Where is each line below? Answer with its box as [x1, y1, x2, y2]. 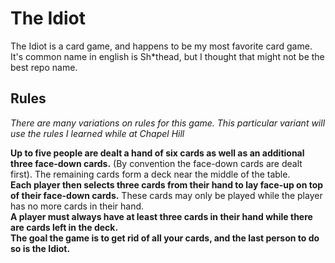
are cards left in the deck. [10, 221, 119, 233]
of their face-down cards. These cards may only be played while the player [10, 189, 323, 201]
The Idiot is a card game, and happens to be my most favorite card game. [10, 40, 313, 52]
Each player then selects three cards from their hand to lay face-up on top [10, 178, 324, 191]
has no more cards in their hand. [10, 200, 145, 212]
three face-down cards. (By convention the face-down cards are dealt [10, 157, 303, 169]
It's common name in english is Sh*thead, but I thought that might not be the [10, 50, 325, 62]
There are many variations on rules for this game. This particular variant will [10, 117, 326, 129]
